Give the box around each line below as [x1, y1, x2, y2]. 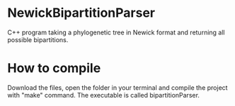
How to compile [7, 60, 101, 77]
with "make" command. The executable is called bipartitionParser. [7, 91, 200, 99]
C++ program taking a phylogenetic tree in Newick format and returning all [7, 28, 225, 37]
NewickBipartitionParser [7, 5, 156, 21]
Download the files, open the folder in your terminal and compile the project [7, 83, 228, 92]
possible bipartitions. [7, 35, 69, 44]
